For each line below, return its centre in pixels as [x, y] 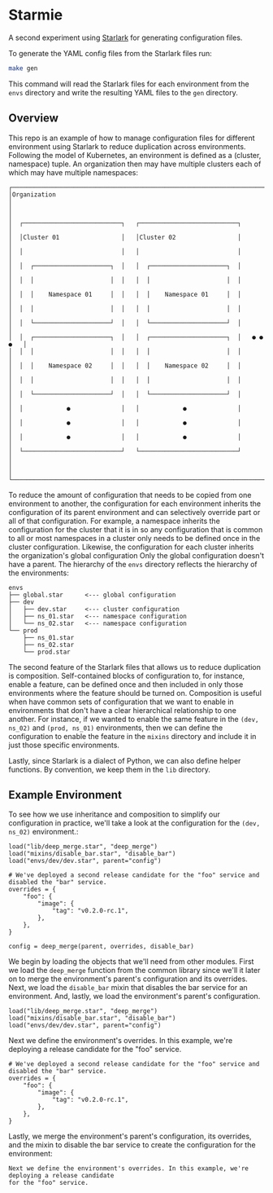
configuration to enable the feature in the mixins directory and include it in [132, 736]
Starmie [36, 15]
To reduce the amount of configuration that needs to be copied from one [130, 495]
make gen [23, 68]
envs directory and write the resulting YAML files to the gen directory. [123, 92]
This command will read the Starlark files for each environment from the [129, 84]
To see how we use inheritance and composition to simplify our [115, 814]
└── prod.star [47, 652]
